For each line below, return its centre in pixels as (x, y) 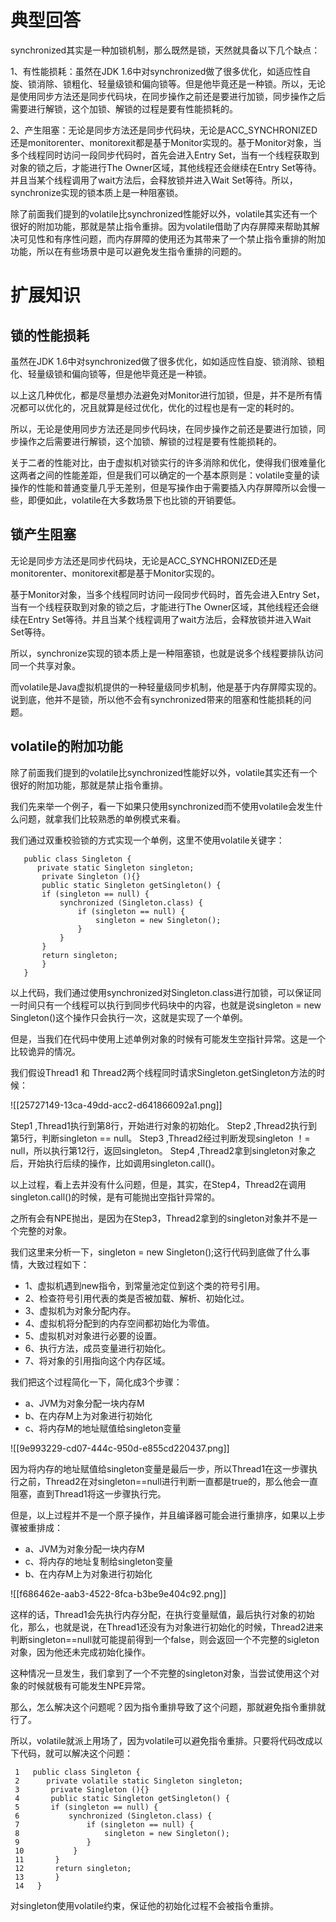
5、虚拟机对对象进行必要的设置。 (93, 1335)
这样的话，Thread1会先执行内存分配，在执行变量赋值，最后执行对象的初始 (162, 1614)
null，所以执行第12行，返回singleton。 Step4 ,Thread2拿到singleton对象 (159, 1150)
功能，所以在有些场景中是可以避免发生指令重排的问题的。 (128, 251)
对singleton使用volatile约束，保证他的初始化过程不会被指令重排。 (145, 1905)
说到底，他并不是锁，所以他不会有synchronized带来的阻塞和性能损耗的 (156, 699)
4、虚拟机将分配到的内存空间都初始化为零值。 (119, 1323)
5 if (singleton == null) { (86, 1807)
